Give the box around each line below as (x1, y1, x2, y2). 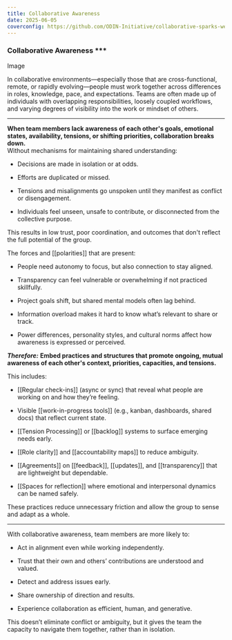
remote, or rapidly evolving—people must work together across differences (7, 82, 222, 91)
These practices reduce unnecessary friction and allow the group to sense (7, 502, 220, 511)
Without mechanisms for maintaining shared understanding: (7, 146, 177, 154)
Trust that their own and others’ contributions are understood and (17, 556, 204, 565)
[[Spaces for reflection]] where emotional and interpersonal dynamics (17, 482, 216, 490)
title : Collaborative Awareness (7, 10, 100, 17)
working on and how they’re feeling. (17, 392, 119, 401)
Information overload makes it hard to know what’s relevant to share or (17, 309, 218, 318)
